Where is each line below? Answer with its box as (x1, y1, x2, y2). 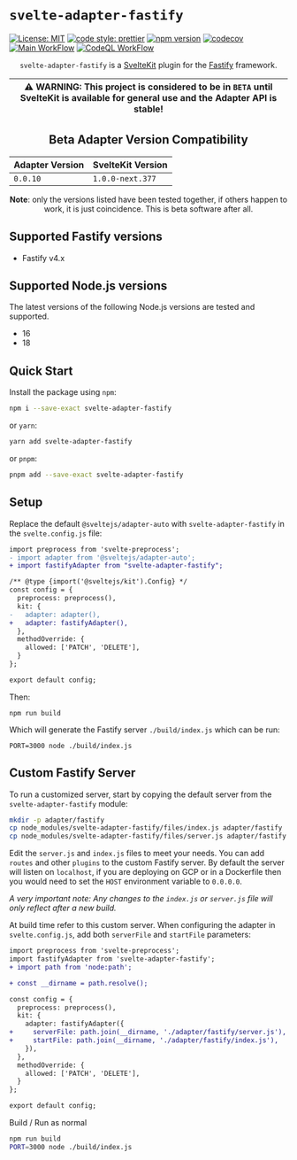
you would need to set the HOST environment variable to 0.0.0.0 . (9, 876, 243, 887)
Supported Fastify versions (9, 229, 164, 244)
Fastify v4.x (21, 252, 65, 263)
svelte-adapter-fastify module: (9, 798, 128, 808)
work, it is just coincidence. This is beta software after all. (43, 203, 254, 214)
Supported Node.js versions (9, 278, 168, 293)
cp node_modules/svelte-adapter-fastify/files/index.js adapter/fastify (9, 824, 283, 832)
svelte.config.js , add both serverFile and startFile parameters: (9, 929, 252, 940)
